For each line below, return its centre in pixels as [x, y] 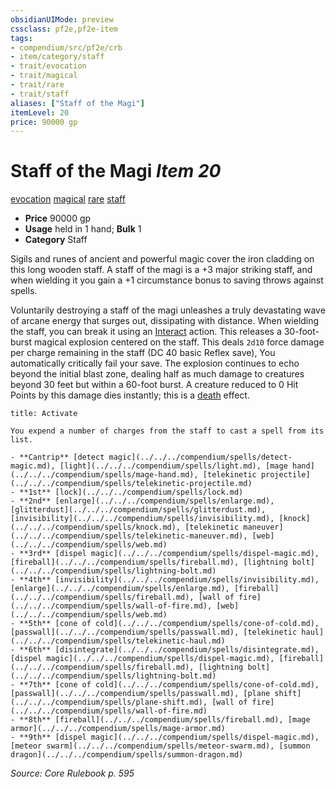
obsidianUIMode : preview [62, 19]
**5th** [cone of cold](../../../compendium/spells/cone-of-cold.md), [169, 624]
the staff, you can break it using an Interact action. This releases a [146, 332]
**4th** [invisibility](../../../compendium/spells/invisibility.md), [169, 580]
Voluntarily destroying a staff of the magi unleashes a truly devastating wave [168, 310]
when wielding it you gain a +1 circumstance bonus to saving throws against [167, 280]
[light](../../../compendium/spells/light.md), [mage [173, 466]
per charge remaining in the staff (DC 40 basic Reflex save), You [143, 353]
